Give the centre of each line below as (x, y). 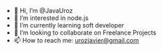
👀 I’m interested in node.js (51, 18)
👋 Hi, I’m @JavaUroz (43, 11)
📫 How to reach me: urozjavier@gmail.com (76, 40)
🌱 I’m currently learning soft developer (69, 25)
